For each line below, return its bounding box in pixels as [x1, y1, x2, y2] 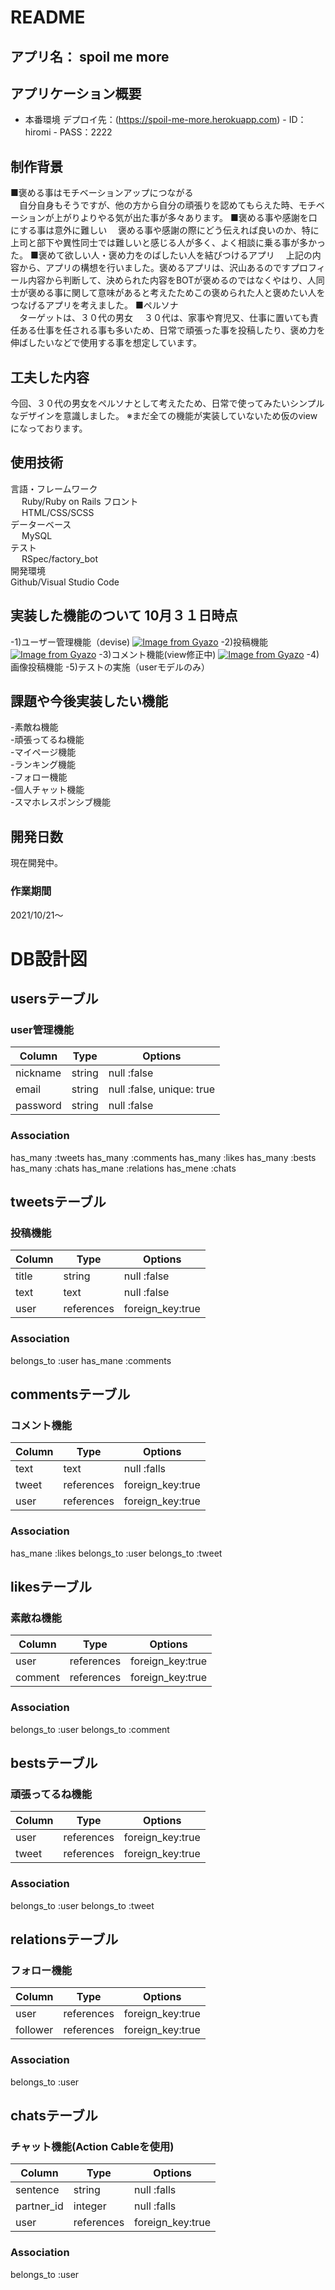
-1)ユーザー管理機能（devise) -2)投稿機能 [10, 636, 269, 648]
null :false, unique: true [108, 1082, 215, 1096]
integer [73, 2199, 107, 2213]
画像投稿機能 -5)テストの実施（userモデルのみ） [10, 661, 210, 673]
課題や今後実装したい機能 [10, 693, 168, 710]
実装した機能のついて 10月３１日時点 [10, 607, 238, 625]
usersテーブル [10, 991, 99, 1008]
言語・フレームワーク [10, 482, 98, 495]
